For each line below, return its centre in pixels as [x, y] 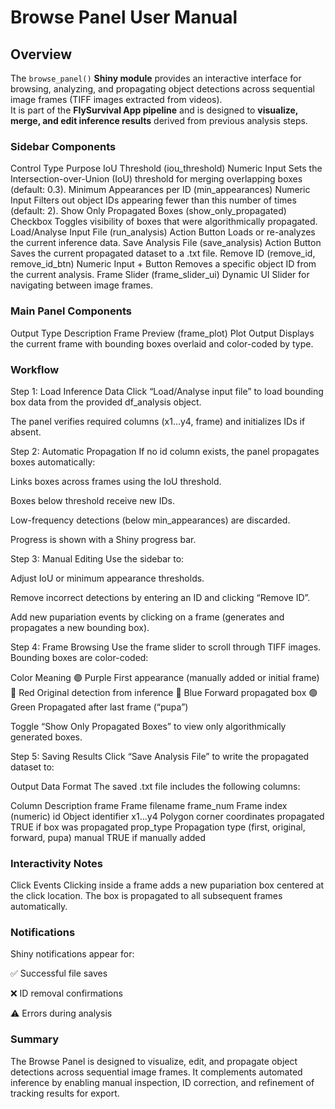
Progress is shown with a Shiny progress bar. [103, 539]
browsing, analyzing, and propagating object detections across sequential [162, 89]
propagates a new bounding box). [80, 627]
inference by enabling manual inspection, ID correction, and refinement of [162, 1082]
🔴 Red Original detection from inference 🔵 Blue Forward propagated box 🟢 [164, 692]
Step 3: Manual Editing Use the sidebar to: [97, 558]
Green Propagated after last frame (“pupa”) [99, 707]
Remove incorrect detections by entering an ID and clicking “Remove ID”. [160, 597]
